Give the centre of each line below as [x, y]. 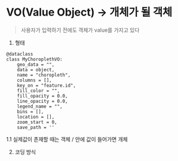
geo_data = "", [36, 64]
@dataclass [20, 54]
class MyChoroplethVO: [34, 59]
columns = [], [34, 80]
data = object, [36, 69]
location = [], [36, 117]
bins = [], [30, 111]
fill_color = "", [39, 90]
